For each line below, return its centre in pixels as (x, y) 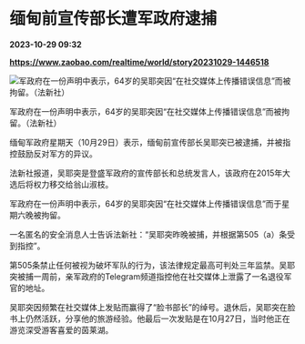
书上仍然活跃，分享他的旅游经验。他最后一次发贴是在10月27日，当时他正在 (150, 319)
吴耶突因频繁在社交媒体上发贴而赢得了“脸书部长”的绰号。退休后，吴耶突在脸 (152, 307)
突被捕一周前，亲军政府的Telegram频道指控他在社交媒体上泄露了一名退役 (147, 276)
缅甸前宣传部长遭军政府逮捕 (113, 19)
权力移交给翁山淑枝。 (73, 184)
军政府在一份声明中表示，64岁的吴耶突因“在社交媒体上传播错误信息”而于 (146, 203)
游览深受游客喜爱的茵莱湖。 (61, 329)
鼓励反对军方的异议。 (57, 153)
